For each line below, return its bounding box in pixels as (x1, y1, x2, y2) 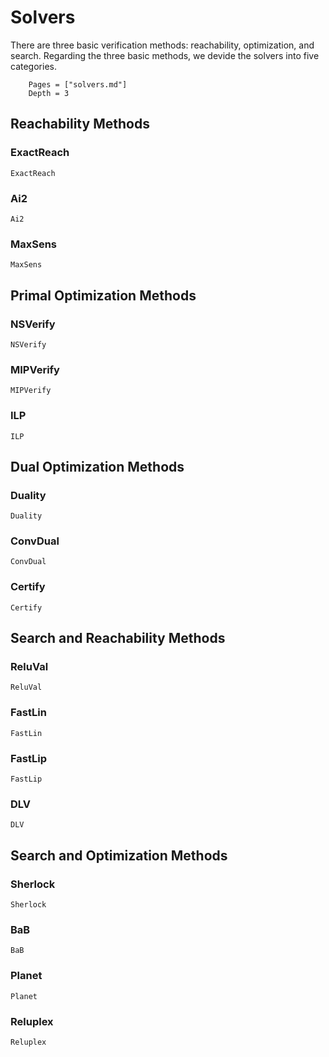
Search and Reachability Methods (10, 630, 226, 647)
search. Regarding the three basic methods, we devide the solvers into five (10, 49, 320, 61)
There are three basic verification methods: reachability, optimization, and (10, 39, 315, 51)
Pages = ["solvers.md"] (28, 79, 128, 90)
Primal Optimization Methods (10, 287, 197, 304)
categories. (10, 60, 57, 72)
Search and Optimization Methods (10, 847, 228, 864)
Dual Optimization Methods (10, 458, 185, 475)
